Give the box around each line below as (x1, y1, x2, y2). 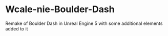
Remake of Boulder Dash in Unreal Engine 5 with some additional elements (5, 20, 163, 26)
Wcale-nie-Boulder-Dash (5, 4, 115, 15)
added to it (5, 25, 28, 31)
